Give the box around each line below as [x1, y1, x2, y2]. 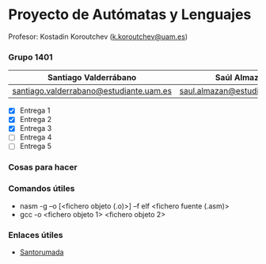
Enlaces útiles [8, 229, 63, 240]
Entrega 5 [19, 141, 51, 151]
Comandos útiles [8, 183, 75, 194]
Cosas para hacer [8, 162, 78, 173]
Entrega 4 [19, 132, 52, 142]
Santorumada [19, 247, 64, 257]
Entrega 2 [19, 115, 52, 124]
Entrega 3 [19, 124, 52, 133]
